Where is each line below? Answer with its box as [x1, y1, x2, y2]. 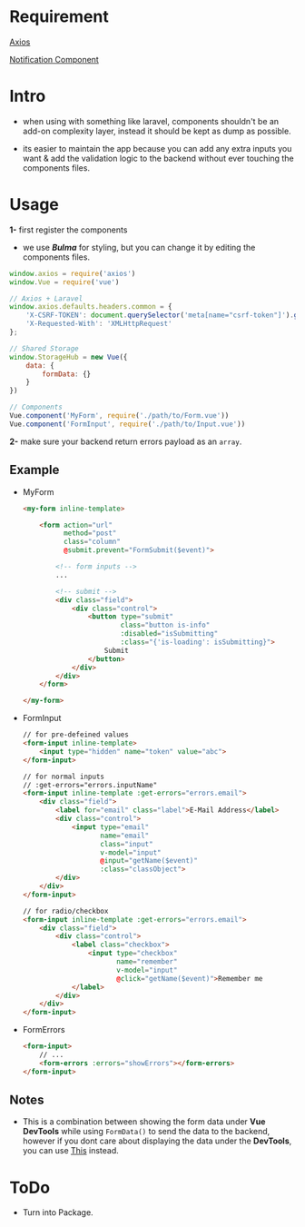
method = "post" [63, 529, 117, 538]
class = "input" [99, 839, 153, 848]
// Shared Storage [9, 343, 79, 353]
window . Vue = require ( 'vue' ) [9, 277, 120, 287]
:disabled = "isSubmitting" [120, 629, 219, 638]
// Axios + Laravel [9, 293, 84, 303]
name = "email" [99, 831, 150, 840]
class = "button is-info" [120, 620, 211, 630]
